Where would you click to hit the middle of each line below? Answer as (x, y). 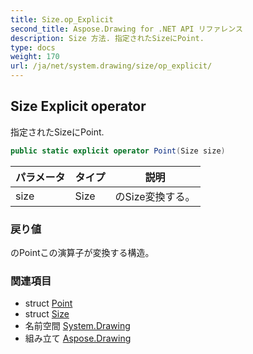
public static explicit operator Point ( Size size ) (118, 151)
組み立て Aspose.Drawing (78, 338)
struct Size (47, 314)
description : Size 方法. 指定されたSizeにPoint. (107, 38)
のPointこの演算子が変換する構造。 (82, 252)
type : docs (33, 47)
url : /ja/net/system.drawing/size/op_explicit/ (111, 66)
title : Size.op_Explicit (62, 19)
